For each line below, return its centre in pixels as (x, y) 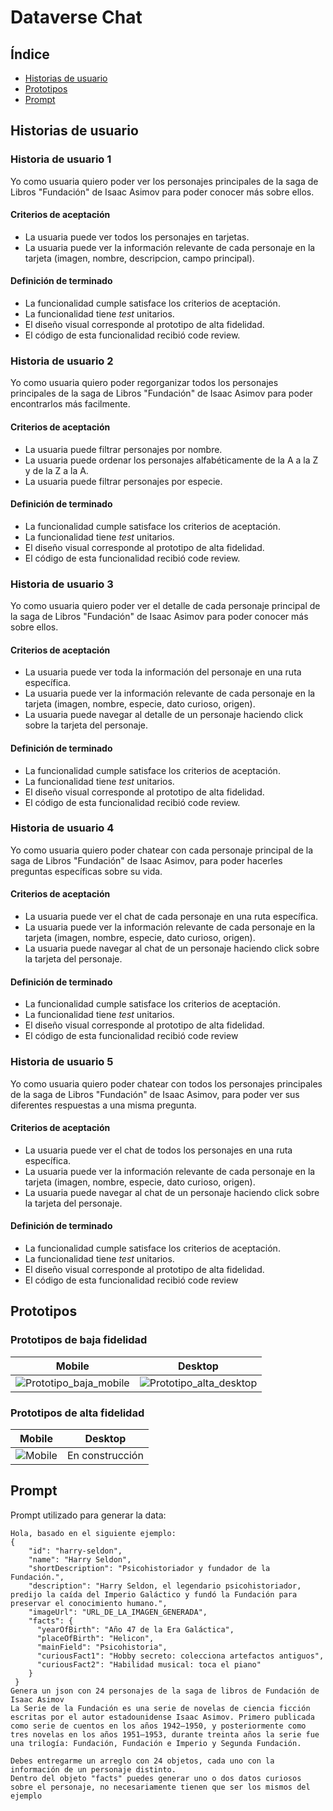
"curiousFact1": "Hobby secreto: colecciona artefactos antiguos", (180, 1656)
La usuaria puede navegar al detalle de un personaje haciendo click (164, 715)
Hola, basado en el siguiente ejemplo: (93, 1533)
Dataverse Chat (76, 17)
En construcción (105, 1455)
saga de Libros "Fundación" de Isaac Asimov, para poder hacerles (146, 860)
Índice (30, 54)
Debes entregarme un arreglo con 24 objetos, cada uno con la (142, 1761)
